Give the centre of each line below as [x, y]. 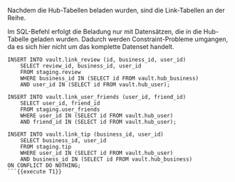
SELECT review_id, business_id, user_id [81, 66]
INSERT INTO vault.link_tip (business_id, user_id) [85, 134]
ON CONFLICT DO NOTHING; [44, 166]
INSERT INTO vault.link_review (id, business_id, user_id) [97, 60]
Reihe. [17, 18]
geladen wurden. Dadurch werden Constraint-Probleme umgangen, [129, 39]
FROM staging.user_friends [60, 109]
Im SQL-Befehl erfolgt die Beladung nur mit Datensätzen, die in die [105, 32]
